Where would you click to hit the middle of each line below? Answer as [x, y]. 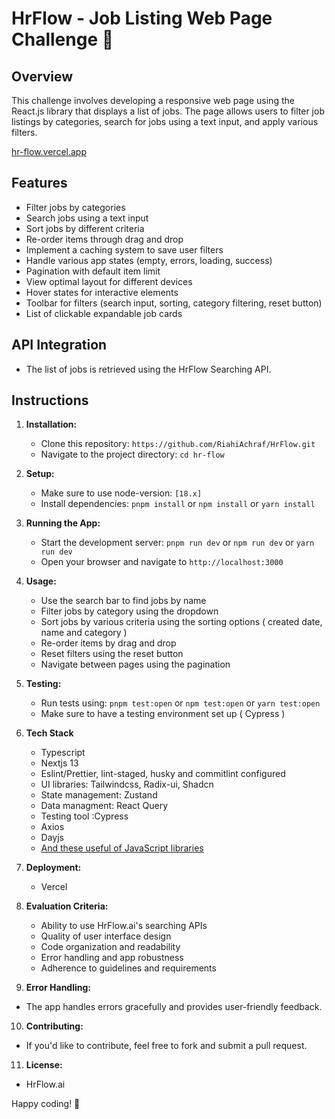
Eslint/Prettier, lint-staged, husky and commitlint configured [163, 774]
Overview [42, 76]
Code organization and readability [110, 947]
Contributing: [54, 1026]
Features [39, 183]
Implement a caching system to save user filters [124, 249]
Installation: [51, 424]
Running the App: [63, 523]
